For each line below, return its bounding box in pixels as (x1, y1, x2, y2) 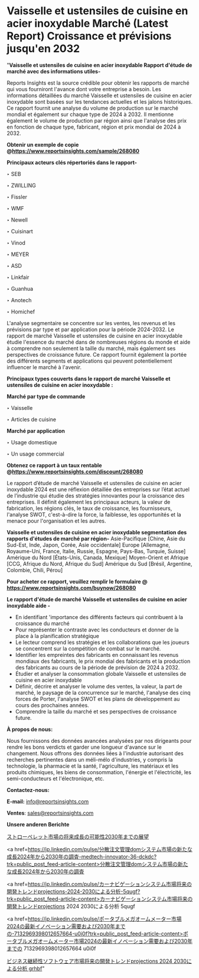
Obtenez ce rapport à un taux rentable (6, 461, 102, 469)
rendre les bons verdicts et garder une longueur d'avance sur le (6, 743, 162, 751)
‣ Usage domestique (6, 438, 57, 445)
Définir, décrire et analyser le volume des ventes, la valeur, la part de (15, 682, 182, 690)
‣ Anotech (6, 296, 32, 303)
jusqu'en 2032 (6, 42, 80, 56)
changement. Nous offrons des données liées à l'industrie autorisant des (6, 749, 184, 756)
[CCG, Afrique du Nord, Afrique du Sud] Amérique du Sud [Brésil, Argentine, (6, 560, 193, 567)
